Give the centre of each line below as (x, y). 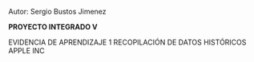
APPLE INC (27, 50)
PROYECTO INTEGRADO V (53, 27)
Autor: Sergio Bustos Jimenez (57, 12)
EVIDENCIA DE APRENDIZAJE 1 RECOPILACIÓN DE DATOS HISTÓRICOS (127, 42)
